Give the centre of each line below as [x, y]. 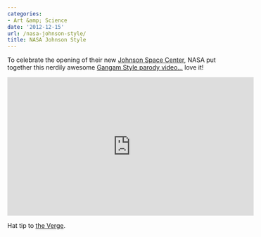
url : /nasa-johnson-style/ [47, 33]
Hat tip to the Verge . [36, 226]
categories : [25, 14]
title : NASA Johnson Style [47, 40]
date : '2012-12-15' [36, 27]
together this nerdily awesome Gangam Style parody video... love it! [106, 68]
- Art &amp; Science [38, 20]
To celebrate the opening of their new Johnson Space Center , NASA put [112, 60]
